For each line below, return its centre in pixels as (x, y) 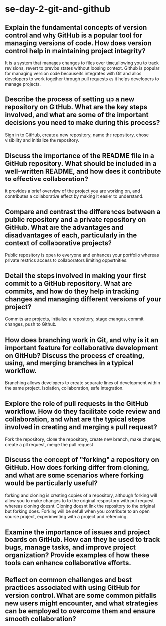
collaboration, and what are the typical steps (76, 419)
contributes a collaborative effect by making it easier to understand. (74, 196)
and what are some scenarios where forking (74, 476)
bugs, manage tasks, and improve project (71, 548)
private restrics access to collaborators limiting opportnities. (66, 260)
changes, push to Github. (31, 324)
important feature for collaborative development (81, 347)
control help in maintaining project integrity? (75, 51)
